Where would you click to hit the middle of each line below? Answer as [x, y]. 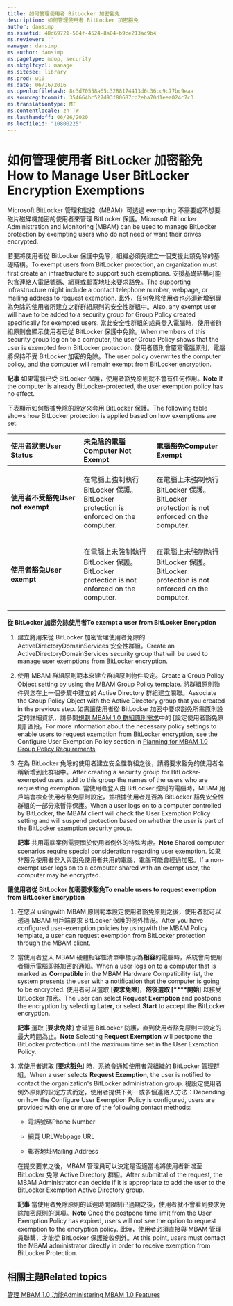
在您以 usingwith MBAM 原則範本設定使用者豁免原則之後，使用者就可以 [119, 911]
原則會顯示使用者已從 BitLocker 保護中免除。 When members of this [109, 332]
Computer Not [107, 451]
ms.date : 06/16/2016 [37, 85]
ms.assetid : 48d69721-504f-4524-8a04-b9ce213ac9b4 [82, 33]
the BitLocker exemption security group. [75, 828]
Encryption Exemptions [76, 190]
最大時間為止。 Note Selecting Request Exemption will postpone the [115, 1037]
